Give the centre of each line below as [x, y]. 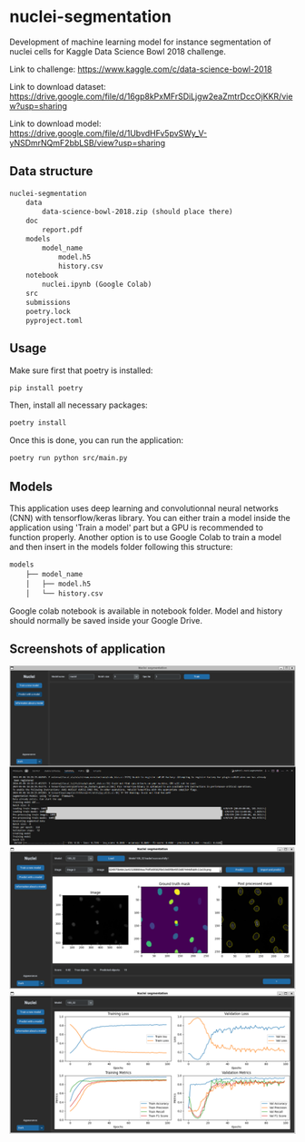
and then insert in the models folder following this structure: [121, 547]
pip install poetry [46, 388]
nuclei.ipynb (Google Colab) [97, 284]
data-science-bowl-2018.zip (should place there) [138, 212]
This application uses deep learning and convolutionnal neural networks [144, 508]
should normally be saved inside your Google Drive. [106, 620]
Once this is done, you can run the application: [97, 440]
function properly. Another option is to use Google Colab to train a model [145, 537]
